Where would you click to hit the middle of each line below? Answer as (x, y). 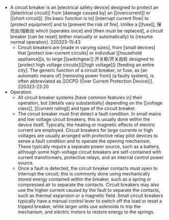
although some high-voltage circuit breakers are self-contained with (90, 152)
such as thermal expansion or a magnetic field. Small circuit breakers (90, 195)
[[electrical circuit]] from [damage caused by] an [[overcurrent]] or (80, 13)
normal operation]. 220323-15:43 (45, 42)
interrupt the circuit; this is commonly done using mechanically (84, 174)
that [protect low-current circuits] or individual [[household (80, 53)
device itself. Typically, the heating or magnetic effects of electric (87, 125)
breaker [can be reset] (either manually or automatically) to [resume (81, 36)
